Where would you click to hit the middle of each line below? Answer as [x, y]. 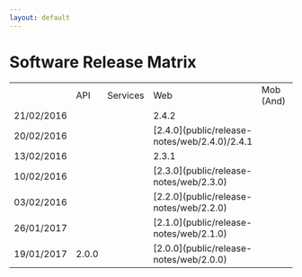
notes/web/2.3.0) [190, 182]
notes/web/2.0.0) [190, 259]
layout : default [40, 18]
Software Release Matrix [103, 62]
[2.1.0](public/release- [202, 222]
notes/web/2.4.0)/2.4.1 [203, 141]
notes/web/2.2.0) [190, 208]
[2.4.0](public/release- [202, 130]
